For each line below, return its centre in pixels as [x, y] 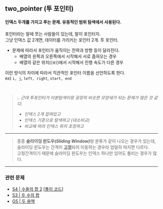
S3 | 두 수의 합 [26, 195]
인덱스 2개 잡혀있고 [42, 114]
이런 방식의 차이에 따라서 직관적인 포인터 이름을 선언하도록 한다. [65, 72]
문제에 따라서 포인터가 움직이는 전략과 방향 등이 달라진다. [66, 50]
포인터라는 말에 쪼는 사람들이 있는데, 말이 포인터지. [53, 34]
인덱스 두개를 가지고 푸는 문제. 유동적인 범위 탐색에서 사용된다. [63, 22]
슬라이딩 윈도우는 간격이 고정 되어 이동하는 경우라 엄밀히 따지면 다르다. [83, 147]
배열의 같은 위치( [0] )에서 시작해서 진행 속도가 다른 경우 [71, 62]
